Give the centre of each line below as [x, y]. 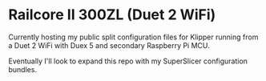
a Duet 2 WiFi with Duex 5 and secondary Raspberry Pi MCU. [109, 45]
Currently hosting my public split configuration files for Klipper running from [133, 37]
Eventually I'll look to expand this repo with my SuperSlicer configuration [128, 61]
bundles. [23, 69]
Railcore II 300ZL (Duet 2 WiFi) [112, 15]
